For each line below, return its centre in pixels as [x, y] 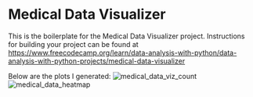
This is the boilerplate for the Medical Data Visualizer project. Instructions [127, 36]
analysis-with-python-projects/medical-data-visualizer [97, 61]
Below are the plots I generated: [60, 76]
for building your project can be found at [73, 44]
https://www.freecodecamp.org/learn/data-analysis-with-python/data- [123, 52]
